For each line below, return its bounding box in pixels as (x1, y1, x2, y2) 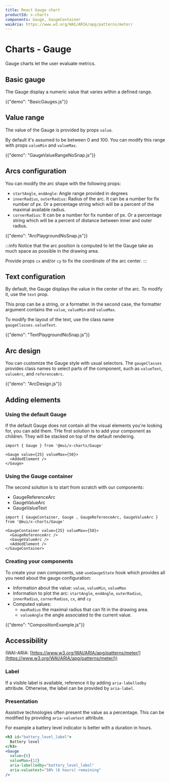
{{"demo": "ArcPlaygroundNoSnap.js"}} (5, 232, 88, 238)
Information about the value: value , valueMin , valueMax (12, 584, 126, 591)
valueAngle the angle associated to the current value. (20, 612, 132, 618)
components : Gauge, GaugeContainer (5, 17, 81, 22)
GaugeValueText (12, 505, 47, 511)
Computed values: (12, 601, 51, 607)
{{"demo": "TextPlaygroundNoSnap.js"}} (5, 332, 90, 338)
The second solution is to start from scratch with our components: (5, 484, 144, 491)
